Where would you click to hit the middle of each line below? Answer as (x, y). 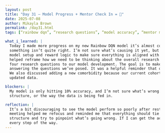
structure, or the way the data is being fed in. (61, 96)
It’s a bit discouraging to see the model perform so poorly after (80, 109)
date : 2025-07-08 (23, 19)
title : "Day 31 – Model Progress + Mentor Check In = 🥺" (65, 14)
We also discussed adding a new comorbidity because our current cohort (85, 73)
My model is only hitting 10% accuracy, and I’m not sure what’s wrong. (85, 91)
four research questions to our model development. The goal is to (80, 64)
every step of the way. (34, 123)
